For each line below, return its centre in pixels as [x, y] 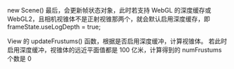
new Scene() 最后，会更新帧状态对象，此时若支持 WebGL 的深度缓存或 [109, 10]
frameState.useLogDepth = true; [54, 27]
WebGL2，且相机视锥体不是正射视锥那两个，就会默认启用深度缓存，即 [109, 19]
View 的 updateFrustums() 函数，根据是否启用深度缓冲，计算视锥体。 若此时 [117, 41]
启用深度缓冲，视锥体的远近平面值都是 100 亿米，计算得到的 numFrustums [115, 50]
